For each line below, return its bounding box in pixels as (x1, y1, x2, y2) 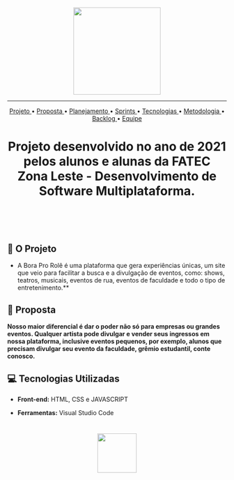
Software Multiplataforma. (38, 183, 196, 199)
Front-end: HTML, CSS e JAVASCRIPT (17, 395, 129, 403)
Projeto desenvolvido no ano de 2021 (8, 139, 226, 155)
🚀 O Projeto (7, 243, 57, 255)
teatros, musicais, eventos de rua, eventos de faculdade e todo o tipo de (17, 276, 226, 285)
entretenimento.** (17, 283, 70, 292)
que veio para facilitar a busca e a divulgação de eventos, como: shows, (17, 269, 225, 277)
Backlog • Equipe (91, 114, 143, 122)
